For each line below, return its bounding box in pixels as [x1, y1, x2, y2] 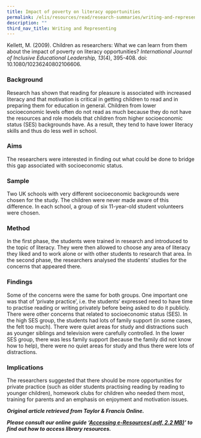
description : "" [7, 20, 47, 26]
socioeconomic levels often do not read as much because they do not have [7, 108, 191, 115]
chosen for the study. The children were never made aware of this [7, 197, 169, 204]
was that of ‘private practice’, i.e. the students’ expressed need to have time [7, 297, 193, 305]
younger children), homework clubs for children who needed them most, [7, 390, 185, 397]
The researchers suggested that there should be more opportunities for [7, 377, 183, 384]
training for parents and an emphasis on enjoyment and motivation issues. [7, 396, 188, 403]
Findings [7, 278, 33, 286]
